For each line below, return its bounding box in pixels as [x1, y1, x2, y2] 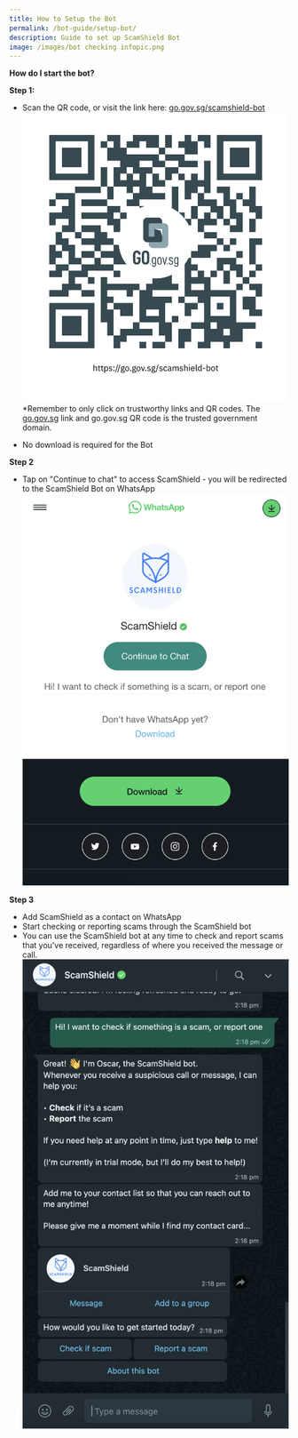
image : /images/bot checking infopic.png [9, 43, 165, 52]
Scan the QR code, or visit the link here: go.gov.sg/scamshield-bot [21, 102, 265, 113]
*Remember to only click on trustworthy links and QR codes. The [21, 403, 261, 414]
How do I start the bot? [9, 68, 95, 79]
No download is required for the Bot [21, 440, 153, 451]
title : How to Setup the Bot [9, 14, 117, 23]
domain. [21, 422, 52, 433]
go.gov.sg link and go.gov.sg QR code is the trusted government [21, 413, 258, 424]
